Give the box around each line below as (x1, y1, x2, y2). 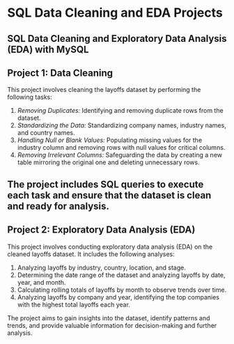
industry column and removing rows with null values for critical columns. (17, 143, 226, 152)
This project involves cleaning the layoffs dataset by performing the (7, 86, 201, 94)
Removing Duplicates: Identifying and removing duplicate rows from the (17, 107, 224, 115)
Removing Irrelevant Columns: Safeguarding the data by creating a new (17, 151, 223, 159)
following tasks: (7, 93, 52, 102)
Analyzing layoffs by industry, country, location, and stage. (17, 263, 186, 272)
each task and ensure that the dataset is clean (7, 189, 212, 201)
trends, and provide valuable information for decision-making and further (7, 321, 217, 329)
